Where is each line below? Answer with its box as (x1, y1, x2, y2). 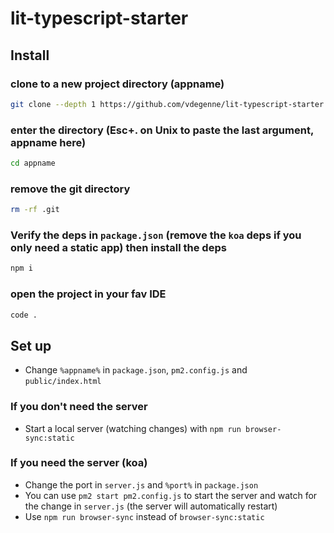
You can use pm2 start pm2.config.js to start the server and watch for (24, 489, 318, 501)
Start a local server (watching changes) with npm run (24, 422, 242, 434)
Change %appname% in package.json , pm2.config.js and (24, 364, 248, 376)
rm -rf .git (10, 205, 60, 215)
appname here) (10, 135, 87, 149)
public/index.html (24, 377, 102, 387)
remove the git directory (10, 182, 131, 196)
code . (10, 310, 38, 320)
